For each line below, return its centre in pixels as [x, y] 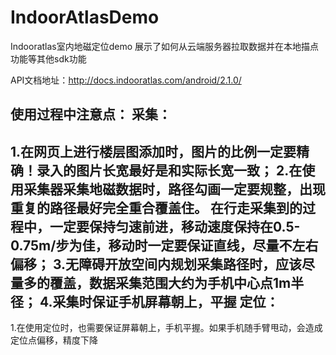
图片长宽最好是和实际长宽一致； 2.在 [189, 170]
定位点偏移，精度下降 [54, 340]
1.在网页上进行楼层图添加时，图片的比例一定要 [153, 151]
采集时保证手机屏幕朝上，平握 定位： [166, 301]
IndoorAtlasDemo [85, 17]
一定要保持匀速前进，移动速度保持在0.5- [175, 226]
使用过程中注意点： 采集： [91, 114]
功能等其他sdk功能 [48, 58]
